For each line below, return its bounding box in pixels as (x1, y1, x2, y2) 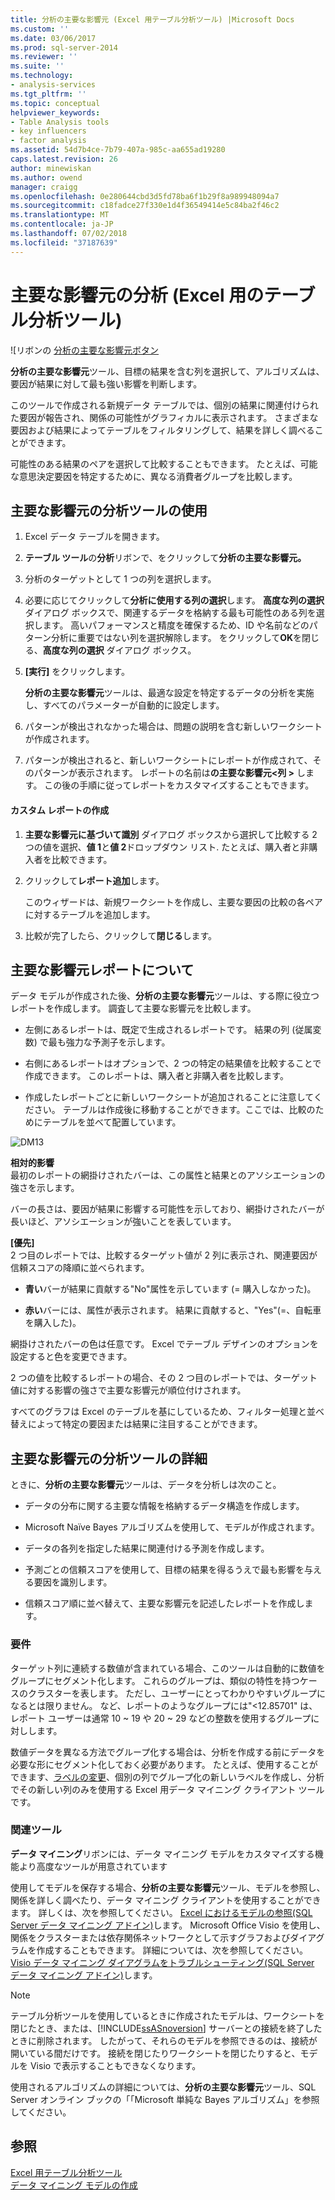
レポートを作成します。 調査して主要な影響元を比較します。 (10, 1002, 257, 1015)
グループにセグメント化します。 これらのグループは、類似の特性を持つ (10, 1674, 300, 1686)
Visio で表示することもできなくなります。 (29, 2059, 202, 2071)
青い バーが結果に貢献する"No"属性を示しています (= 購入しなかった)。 (24, 1283, 317, 1295)
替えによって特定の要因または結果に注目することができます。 (10, 1418, 263, 1430)
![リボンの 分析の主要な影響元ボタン (10, 344, 160, 356)
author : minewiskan (10, 163, 92, 173)
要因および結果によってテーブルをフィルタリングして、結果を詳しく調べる (10, 424, 315, 436)
